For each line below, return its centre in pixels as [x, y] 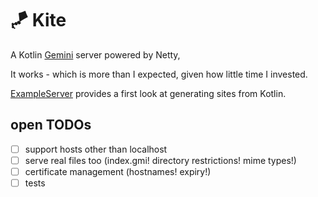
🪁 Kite [38, 20]
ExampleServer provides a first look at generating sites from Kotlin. [148, 93]
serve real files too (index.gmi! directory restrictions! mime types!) [160, 160]
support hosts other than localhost [96, 149]
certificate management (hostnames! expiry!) [118, 171]
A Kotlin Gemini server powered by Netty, [95, 54]
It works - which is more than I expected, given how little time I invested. [159, 74]
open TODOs [51, 125]
